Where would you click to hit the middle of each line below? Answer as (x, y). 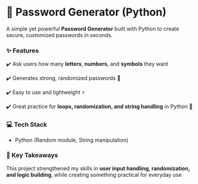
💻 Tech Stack (27, 125)
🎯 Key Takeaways (32, 155)
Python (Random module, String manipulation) (72, 140)
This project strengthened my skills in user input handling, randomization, (98, 168)
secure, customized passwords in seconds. (60, 35)
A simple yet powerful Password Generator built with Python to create (93, 29)
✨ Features (23, 50)
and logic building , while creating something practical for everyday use (94, 174)
